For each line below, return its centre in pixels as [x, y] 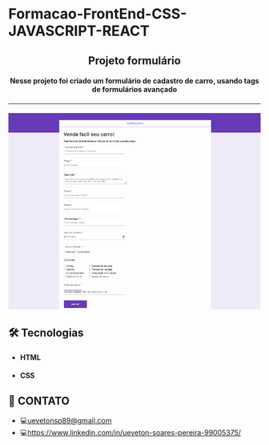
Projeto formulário [134, 61]
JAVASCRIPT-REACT [79, 31]
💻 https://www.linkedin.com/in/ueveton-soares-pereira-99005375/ [130, 433]
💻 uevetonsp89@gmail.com [66, 421]
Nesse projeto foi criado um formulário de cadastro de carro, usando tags [134, 81]
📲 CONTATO [39, 400]
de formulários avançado [134, 90]
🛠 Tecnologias [46, 333]
